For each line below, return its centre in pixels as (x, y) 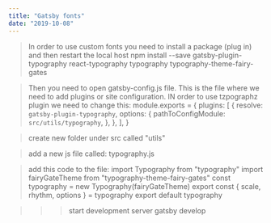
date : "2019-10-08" (41, 23)
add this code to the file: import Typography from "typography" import (146, 169)
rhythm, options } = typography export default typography (125, 195)
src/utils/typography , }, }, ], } (78, 122)
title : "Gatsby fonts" (47, 16)
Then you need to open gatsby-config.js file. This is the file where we (144, 88)
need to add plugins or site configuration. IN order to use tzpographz (143, 96)
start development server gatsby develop (137, 210)
